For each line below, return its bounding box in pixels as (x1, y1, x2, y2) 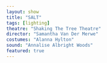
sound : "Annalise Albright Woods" (6, 43, 94, 49)
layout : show (6, 8, 39, 15)
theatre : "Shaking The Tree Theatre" (6, 25, 102, 32)
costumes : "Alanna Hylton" (6, 37, 74, 43)
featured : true (6, 48, 45, 54)
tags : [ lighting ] (6, 20, 50, 26)
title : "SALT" (6, 14, 42, 20)
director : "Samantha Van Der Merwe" (6, 31, 99, 37)
